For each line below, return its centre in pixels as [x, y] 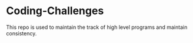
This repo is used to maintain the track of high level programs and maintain [97, 27]
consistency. [21, 33]
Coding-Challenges [55, 11]
